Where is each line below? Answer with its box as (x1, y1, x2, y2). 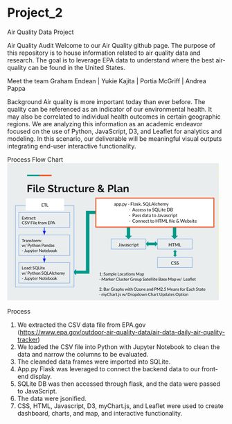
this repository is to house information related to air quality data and (7, 49, 201, 57)
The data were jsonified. (17, 394, 87, 402)
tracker (17, 335, 38, 344)
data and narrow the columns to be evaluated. (17, 350, 149, 358)
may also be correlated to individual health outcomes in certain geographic (7, 112, 222, 121)
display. (30, 372, 52, 380)
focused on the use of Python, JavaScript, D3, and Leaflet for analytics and (7, 127, 222, 135)
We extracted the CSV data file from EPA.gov (17, 321, 146, 329)
